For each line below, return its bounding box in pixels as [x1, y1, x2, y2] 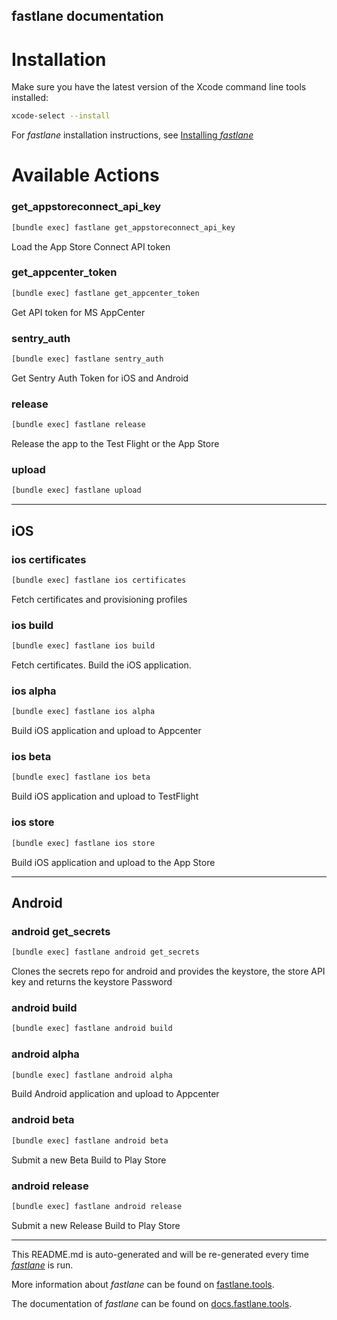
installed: [11, 92, 49, 104]
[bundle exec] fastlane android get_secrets [11, 947, 200, 958]
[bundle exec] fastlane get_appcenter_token [11, 288, 200, 298]
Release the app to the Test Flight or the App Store [11, 438, 220, 450]
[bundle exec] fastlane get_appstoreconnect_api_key [11, 222, 236, 233]
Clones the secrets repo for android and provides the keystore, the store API [11, 965, 326, 978]
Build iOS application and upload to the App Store [11, 856, 216, 868]
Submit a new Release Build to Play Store [11, 1219, 181, 1231]
